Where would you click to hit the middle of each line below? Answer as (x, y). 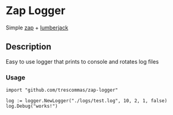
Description (28, 47)
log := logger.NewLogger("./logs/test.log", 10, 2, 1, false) (86, 101)
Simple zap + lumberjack (37, 28)
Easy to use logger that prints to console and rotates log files (83, 61)
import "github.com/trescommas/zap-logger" (62, 90)
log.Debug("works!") (32, 106)
